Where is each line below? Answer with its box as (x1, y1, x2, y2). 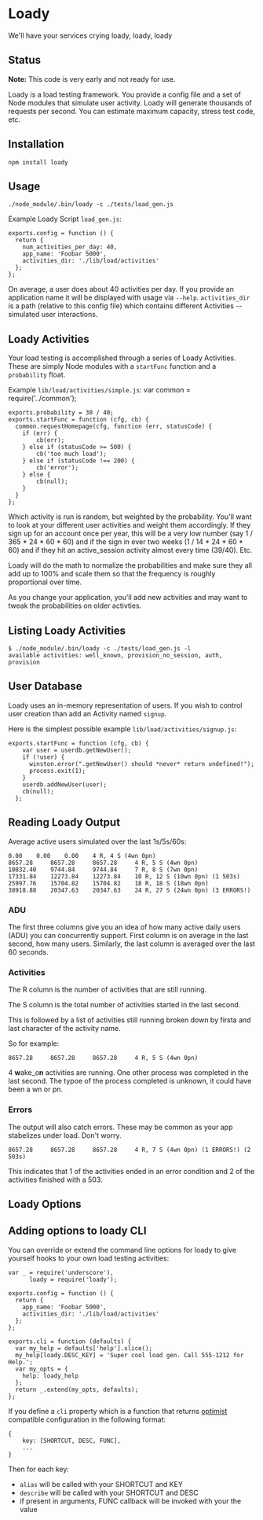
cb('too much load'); (36, 450, 108, 458)
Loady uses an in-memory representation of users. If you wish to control (8, 701, 243, 710)
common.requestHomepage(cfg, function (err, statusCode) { (15, 422, 213, 431)
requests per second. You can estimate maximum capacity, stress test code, (8, 106, 256, 116)
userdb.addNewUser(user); (22, 780, 108, 789)
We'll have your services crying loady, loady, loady (8, 31, 173, 40)
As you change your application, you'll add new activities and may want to (8, 593, 248, 602)
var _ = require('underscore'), (8, 1268, 114, 1276)
